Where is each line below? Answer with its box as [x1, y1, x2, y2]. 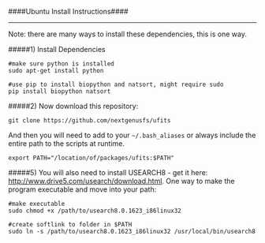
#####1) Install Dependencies [8, 45, 106, 54]
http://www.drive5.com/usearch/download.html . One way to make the [8, 177, 235, 185]
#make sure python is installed [8, 60, 114, 68]
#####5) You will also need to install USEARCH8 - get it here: [8, 168, 208, 177]
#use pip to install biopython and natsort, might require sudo [8, 80, 224, 88]
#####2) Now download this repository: [8, 102, 139, 110]
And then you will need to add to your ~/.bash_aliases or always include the [8, 130, 256, 140]
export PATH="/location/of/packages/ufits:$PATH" [8, 154, 175, 162]
